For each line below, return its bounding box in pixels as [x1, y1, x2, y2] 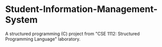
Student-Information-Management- [5, 3, 158, 15]
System [5, 14, 38, 25]
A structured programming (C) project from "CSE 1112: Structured [5, 30, 140, 36]
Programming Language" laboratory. [5, 36, 81, 42]
